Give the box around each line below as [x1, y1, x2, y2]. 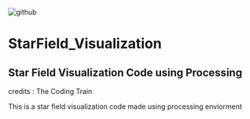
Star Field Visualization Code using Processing [8, 66, 242, 79]
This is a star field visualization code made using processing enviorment [8, 102, 242, 111]
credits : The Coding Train [8, 87, 93, 96]
